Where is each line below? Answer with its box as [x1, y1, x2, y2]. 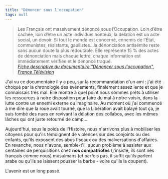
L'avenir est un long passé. [5, 167, 61, 174]
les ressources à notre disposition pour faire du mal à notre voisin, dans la [5, 94, 158, 101]
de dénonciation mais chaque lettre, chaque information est [17, 52, 141, 58]
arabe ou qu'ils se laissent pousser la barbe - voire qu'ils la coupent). [5, 158, 148, 164]
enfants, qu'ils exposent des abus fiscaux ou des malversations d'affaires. [5, 137, 158, 143]
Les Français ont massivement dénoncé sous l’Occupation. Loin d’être [17, 26, 162, 32]
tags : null [5, 12, 28, 17]
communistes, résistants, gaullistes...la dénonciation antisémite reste [17, 42, 160, 48]
